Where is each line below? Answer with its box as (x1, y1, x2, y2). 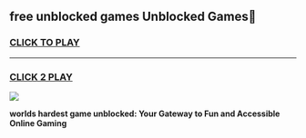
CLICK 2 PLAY (9, 70, 73, 83)
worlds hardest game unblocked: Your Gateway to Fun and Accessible (9, 108, 280, 119)
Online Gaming (9, 117, 67, 128)
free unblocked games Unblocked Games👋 (9, 9, 257, 25)
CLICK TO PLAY (9, 36, 80, 49)
